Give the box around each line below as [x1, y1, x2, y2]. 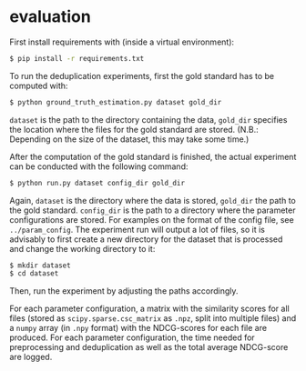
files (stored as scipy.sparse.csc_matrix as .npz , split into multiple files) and [9, 313, 297, 324]
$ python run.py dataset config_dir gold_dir [9, 178, 185, 187]
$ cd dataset [9, 269, 59, 278]
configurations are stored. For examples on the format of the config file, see [9, 214, 294, 225]
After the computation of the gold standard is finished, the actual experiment [9, 151, 297, 162]
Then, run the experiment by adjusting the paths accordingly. [9, 286, 239, 296]
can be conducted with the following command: [9, 161, 189, 172]
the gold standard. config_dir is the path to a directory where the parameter [9, 205, 296, 216]
